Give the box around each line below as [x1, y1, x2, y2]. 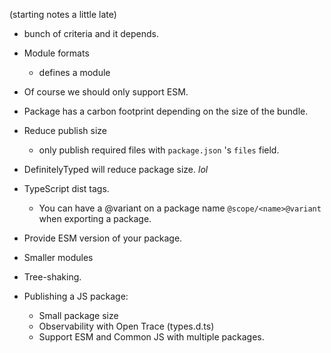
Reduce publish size [23, 125, 107, 136]
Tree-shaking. [23, 271, 82, 283]
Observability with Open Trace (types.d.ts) [38, 320, 215, 332]
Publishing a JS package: [23, 290, 129, 302]
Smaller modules [23, 252, 94, 263]
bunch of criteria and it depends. [23, 28, 159, 39]
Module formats [23, 47, 90, 59]
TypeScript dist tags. [23, 183, 110, 194]
